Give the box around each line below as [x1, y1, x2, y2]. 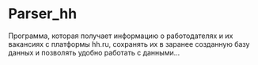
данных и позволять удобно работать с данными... [8, 48, 180, 57]
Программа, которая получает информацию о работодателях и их [8, 31, 233, 40]
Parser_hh [8, 5, 78, 23]
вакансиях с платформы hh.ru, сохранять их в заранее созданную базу [8, 39, 250, 48]
